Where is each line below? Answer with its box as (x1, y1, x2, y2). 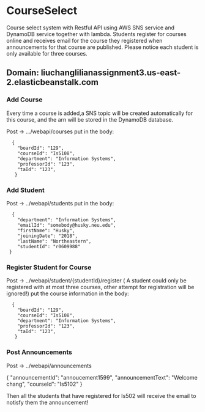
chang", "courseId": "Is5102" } (6, 380, 83, 388)
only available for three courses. (6, 50, 88, 57)
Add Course (6, 95, 43, 104)
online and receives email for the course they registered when (6, 37, 163, 44)
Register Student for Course (6, 263, 92, 271)
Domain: (6, 68, 40, 78)
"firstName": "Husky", (17, 227, 75, 234)
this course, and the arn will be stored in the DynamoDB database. (6, 116, 173, 123)
